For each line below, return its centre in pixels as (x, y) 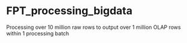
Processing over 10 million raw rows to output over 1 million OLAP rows (93, 27)
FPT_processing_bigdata (70, 11)
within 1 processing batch (38, 33)
